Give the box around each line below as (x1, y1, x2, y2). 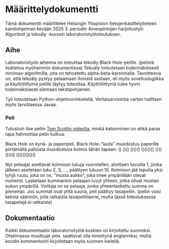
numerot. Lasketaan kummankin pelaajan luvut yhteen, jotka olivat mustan (5, 177, 159, 184)
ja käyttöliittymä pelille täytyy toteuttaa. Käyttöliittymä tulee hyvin (5, 81, 140, 87)
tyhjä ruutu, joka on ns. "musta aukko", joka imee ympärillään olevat (5, 172, 146, 179)
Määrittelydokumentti (5, 4, 98, 15)
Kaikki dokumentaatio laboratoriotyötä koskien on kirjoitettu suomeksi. (5, 227, 151, 233)
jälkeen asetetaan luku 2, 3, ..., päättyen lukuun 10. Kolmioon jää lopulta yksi (5, 167, 163, 173)
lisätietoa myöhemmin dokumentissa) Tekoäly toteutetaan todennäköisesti (5, 64, 159, 70)
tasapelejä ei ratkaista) (5, 199, 52, 205)
